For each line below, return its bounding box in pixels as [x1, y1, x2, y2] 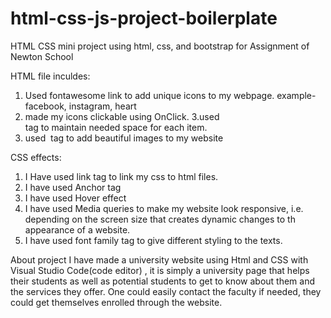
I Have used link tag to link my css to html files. [24, 170, 219, 182]
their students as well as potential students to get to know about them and [10, 275, 315, 287]
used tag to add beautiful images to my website [24, 132, 224, 144]
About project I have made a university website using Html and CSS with [10, 253, 309, 266]
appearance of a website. [24, 223, 131, 236]
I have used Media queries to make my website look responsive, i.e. [24, 202, 304, 214]
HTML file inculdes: [10, 70, 91, 82]
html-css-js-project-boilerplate [10, 7, 278, 30]
